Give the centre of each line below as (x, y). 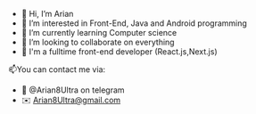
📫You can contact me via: (57, 69)
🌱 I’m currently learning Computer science (99, 33)
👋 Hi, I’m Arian (47, 14)
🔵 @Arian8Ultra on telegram (73, 90)
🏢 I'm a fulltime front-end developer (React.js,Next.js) (119, 52)
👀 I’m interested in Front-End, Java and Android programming (134, 23)
